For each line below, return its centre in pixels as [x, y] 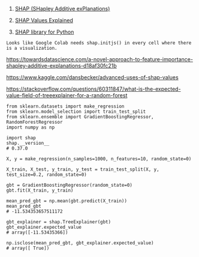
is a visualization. [32, 48]
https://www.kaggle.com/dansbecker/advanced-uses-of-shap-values [92, 77]
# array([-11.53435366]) [37, 232]
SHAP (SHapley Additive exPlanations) [62, 9]
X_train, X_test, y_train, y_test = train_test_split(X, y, [83, 169]
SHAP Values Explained [44, 20]
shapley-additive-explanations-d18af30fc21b [61, 66]
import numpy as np [31, 127]
